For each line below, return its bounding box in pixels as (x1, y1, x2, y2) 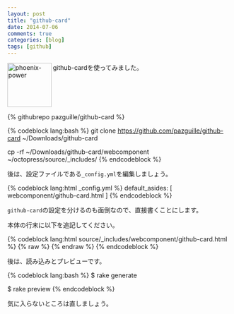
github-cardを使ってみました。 (52, 64, 144, 71)
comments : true (7, 30, 52, 37)
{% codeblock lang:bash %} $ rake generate (7, 271, 138, 279)
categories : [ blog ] (7, 37, 65, 44)
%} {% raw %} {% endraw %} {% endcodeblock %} (7, 243, 159, 250)
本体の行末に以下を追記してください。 (7, 221, 119, 229)
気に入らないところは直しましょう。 (7, 299, 113, 308)
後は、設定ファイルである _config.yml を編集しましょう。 (7, 170, 172, 178)
